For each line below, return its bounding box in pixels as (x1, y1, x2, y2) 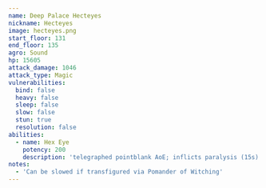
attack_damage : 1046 (8, 64, 77, 72)
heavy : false (15, 94, 59, 102)
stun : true (15, 116, 52, 124)
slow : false (15, 109, 56, 117)
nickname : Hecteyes (8, 19, 73, 27)
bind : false (15, 86, 56, 94)
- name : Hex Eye (15, 138, 69, 146)
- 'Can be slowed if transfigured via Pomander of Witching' (15, 168, 224, 176)
